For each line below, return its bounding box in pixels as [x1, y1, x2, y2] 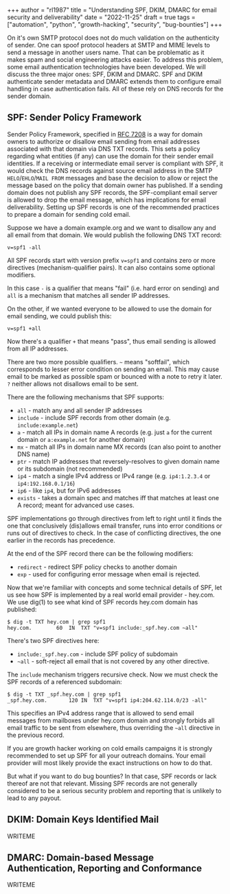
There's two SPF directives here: [7, 636, 100, 644]
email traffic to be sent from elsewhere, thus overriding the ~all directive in [7, 723, 220, 731]
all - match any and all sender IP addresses [16, 406, 143, 414]
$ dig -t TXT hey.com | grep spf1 [7, 618, 106, 625]
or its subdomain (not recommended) [16, 464, 123, 473]
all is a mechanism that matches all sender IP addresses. [7, 291, 170, 299]
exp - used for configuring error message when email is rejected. [16, 569, 200, 578]
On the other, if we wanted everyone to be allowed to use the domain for [7, 305, 212, 313]
